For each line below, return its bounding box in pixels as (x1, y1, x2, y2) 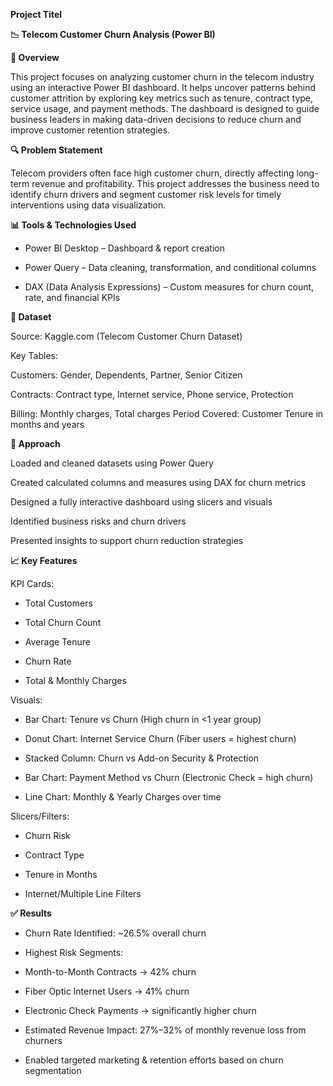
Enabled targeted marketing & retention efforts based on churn (24, 1054, 284, 1066)
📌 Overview (10, 52, 60, 63)
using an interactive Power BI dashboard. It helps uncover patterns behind (10, 82, 317, 93)
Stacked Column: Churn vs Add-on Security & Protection (24, 752, 260, 764)
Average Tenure (24, 636, 91, 648)
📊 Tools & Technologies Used (10, 219, 137, 231)
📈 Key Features (10, 555, 78, 566)
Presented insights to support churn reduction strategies (10, 535, 244, 546)
